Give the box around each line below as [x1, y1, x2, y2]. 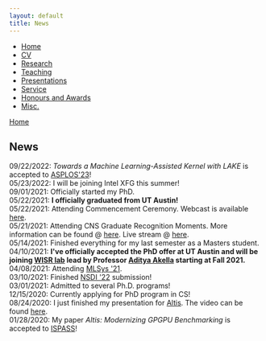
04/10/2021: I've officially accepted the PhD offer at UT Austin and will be [9, 247, 259, 257]
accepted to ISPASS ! [9, 323, 77, 334]
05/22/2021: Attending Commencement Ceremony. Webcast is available [9, 204, 249, 214]
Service [20, 84, 47, 93]
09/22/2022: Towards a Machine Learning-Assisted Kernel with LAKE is [9, 162, 249, 171]
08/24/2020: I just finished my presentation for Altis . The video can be [9, 298, 243, 308]
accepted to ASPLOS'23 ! [9, 170, 92, 179]
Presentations [20, 76, 68, 85]
